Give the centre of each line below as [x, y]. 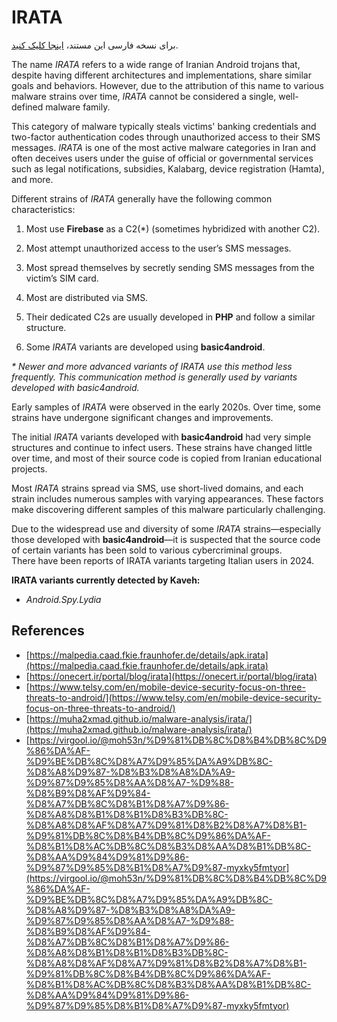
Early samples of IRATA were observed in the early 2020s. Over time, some [166, 407]
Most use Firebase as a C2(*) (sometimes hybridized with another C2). [173, 228]
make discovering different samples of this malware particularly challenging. [168, 509]
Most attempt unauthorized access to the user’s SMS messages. [158, 248]
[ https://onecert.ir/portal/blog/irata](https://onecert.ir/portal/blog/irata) [171, 676]
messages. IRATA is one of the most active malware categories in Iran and [164, 147]
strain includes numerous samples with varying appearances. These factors [167, 498]
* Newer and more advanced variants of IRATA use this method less [152, 366]
